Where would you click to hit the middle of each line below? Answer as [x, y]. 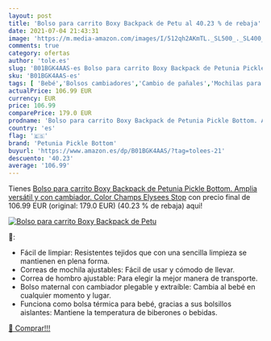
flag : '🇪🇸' [28, 135]
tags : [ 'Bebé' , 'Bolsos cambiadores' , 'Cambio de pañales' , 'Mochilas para [135, 83]
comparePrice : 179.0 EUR [50, 114]
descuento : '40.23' [41, 158]
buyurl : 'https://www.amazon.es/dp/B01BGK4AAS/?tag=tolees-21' [117, 151]
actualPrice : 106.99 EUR [50, 91]
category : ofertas [39, 53]
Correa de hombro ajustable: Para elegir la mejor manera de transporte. [139, 278]
